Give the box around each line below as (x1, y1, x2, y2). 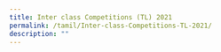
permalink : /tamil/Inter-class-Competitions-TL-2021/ (9, 21, 213, 30)
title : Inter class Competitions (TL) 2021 (9, 12, 173, 22)
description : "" (9, 29, 69, 38)
